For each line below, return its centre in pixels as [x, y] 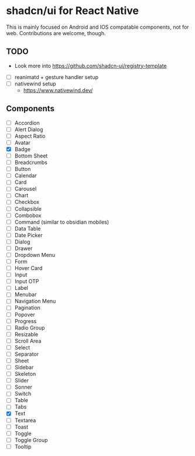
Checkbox [27, 202]
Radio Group [30, 328]
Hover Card [28, 268]
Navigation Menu [35, 301]
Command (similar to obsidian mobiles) [62, 222]
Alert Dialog [29, 129]
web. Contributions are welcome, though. [56, 33]
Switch [23, 394]
